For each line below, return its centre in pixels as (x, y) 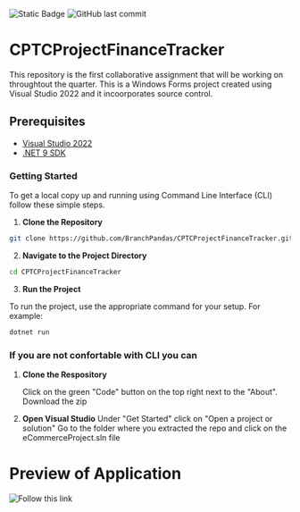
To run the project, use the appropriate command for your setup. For (135, 306)
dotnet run (29, 332)
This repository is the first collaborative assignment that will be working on (146, 74)
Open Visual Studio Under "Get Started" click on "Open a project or (147, 418)
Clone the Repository (62, 222)
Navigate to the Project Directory (84, 256)
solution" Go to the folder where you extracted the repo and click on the (154, 428)
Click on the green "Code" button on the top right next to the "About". (150, 391)
